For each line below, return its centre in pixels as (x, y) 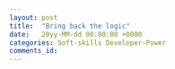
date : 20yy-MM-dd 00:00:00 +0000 (76, 34)
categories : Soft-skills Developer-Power (88, 43)
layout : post (34, 17)
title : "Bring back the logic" (70, 26)
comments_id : (34, 51)
